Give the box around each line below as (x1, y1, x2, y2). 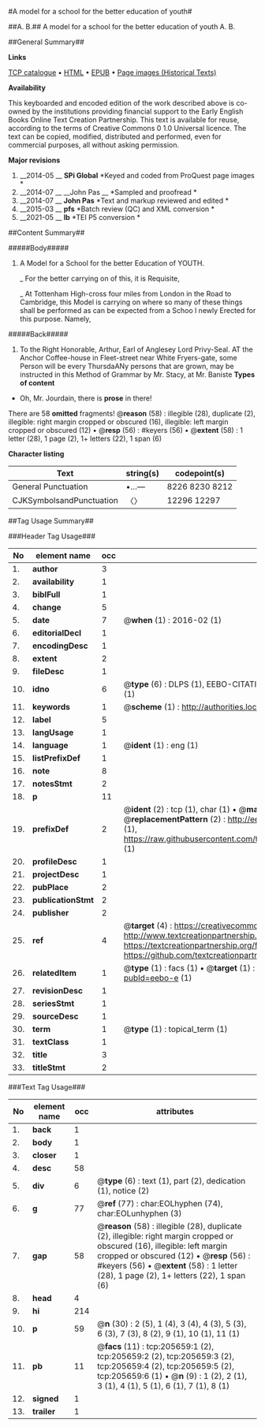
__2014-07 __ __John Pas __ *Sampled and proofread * (19, 188, 197, 196)
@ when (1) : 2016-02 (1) (123, 615, 222, 625)
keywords (32, 702, 71, 712)
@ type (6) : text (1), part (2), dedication (97, 1176, 246, 1186)
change (32, 602, 62, 613)
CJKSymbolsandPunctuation (12, 495, 118, 505)
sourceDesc (32, 1011, 79, 1022)
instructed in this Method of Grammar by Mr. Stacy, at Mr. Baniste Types (19, 370, 255, 379)
